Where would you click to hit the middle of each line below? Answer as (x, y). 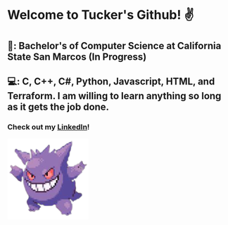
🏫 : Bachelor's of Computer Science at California (114, 45)
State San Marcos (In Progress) (77, 57)
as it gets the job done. (58, 107)
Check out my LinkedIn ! (49, 127)
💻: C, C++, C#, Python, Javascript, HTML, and (111, 81)
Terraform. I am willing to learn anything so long (114, 96)
